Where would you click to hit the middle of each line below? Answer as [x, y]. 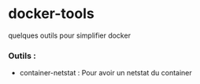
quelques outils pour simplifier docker [70, 35]
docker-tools [51, 14]
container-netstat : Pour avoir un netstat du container [106, 73]
